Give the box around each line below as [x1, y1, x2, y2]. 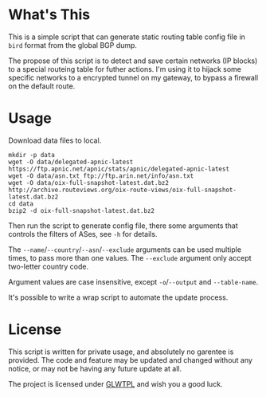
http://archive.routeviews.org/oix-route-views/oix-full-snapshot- [8, 186, 237, 194]
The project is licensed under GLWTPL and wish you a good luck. [8, 379, 223, 388]
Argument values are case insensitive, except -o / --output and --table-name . [8, 277, 259, 286]
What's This [8, 6, 90, 24]
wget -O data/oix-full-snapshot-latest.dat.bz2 [8, 179, 170, 187]
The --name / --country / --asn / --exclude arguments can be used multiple [8, 245, 241, 254]
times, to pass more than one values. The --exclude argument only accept [8, 253, 252, 262]
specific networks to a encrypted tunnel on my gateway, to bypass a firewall [8, 73, 259, 82]
